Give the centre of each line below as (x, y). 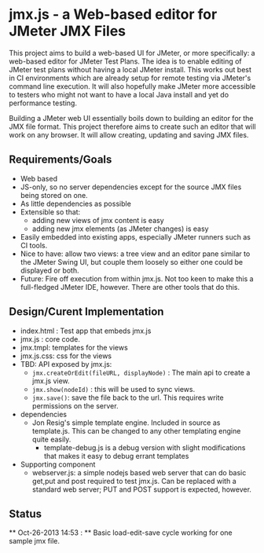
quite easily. (51, 439)
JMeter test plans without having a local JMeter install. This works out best (130, 69)
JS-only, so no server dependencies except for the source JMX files (131, 187)
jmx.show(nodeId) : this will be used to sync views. (114, 389)
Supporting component (58, 464)
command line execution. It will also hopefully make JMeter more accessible (132, 86)
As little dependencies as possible (76, 203)
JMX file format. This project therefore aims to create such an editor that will (132, 126)
